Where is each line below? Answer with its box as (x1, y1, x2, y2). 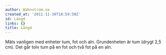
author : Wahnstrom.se (5, 7, 50, 12)
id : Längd (5, 16, 26, 21)
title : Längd (5, 26, 32, 30)
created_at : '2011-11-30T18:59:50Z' (5, 12, 81, 17)
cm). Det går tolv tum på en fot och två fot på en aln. (5, 44, 112, 50)
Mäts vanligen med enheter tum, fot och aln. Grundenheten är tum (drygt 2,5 (5, 39, 162, 45)
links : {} (5, 21, 26, 26)
